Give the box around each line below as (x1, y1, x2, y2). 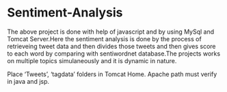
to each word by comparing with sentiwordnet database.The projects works (7, 49, 221, 58)
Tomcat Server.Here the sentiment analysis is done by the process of (7, 34, 202, 43)
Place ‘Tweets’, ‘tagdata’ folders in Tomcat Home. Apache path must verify (7, 70, 217, 78)
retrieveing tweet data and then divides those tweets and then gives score (7, 42, 217, 50)
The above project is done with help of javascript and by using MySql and (7, 27, 215, 36)
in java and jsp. (7, 77, 50, 85)
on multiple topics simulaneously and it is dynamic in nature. (7, 56, 177, 65)
